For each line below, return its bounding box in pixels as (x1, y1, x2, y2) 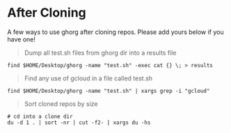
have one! (7, 35, 36, 43)
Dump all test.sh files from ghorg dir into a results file (24, 48, 177, 57)
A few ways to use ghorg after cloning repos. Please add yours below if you (7, 28, 224, 36)
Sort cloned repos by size (24, 99, 98, 108)
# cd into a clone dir (7, 113, 73, 120)
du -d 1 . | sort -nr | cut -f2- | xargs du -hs (7, 119, 151, 126)
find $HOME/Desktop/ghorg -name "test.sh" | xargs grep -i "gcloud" (7, 87, 210, 94)
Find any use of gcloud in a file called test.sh (24, 74, 153, 82)
